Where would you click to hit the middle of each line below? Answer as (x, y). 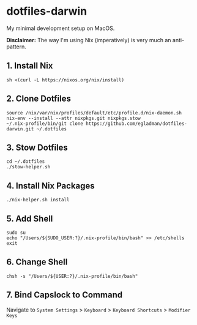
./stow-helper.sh (28, 167)
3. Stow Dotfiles (37, 147)
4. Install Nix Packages (50, 186)
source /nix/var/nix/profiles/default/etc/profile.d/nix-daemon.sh (94, 113)
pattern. (16, 47)
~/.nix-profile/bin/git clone (45, 124)
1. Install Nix (30, 66)
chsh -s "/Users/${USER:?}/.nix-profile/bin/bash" (72, 276)
